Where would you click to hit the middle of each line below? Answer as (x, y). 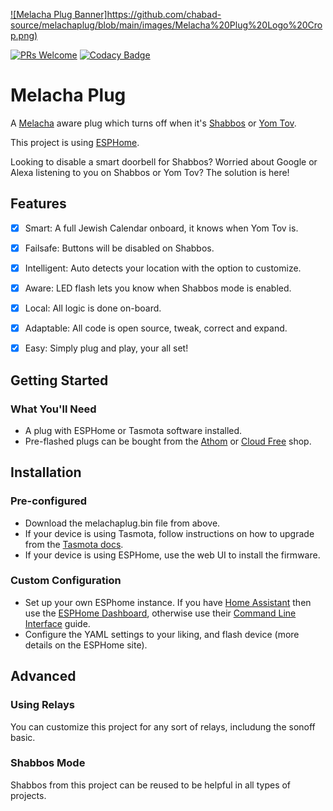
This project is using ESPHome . (75, 142)
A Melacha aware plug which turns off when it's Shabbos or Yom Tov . (153, 123)
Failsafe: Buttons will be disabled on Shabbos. (119, 248)
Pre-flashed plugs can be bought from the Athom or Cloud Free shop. (168, 441)
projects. (28, 795)
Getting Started (59, 380)
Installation (46, 472)
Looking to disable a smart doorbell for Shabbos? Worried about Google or (164, 161)
